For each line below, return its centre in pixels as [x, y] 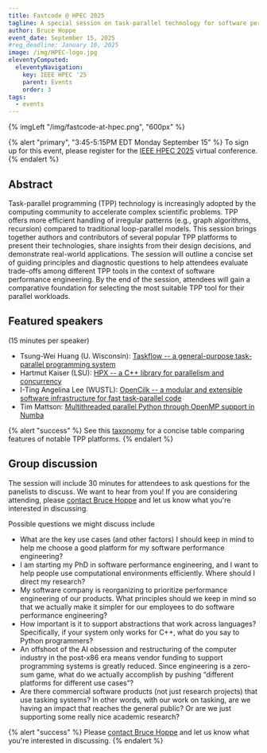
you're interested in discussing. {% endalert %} [86, 740]
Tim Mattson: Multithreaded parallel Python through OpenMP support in [137, 406]
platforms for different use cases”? [77, 683]
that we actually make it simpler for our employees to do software [127, 607]
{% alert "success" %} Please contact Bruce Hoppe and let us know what [129, 732]
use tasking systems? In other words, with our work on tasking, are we [135, 700]
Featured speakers [56, 322]
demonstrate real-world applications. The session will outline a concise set [131, 254]
